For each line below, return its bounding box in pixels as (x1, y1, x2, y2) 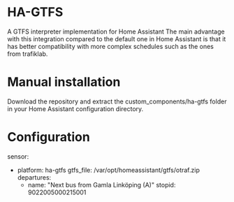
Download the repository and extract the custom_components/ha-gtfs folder (7, 97, 227, 106)
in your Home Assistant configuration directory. (7, 104, 144, 113)
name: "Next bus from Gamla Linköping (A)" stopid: (27, 180, 176, 189)
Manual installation (7, 74, 121, 90)
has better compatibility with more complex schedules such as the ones (7, 42, 214, 50)
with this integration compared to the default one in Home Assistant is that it (7, 34, 226, 43)
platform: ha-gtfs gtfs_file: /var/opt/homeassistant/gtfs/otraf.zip (17, 166, 200, 174)
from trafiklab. (7, 50, 48, 58)
